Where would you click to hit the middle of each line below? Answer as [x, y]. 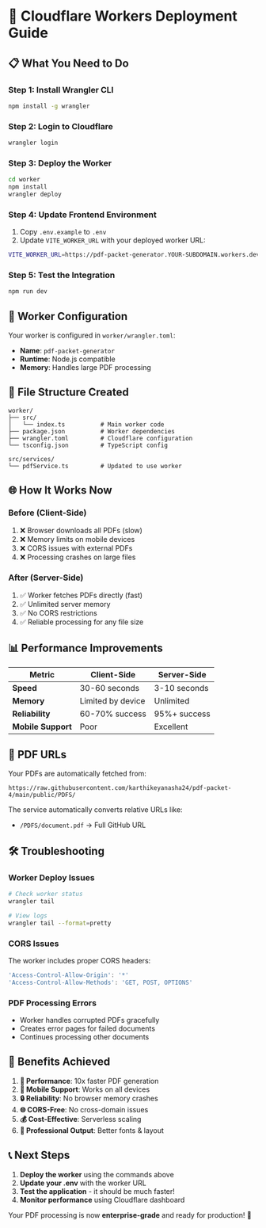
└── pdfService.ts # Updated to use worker [95, 466]
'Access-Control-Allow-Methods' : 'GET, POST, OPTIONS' [101, 982]
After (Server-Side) [46, 578]
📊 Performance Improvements [86, 648]
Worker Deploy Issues [51, 877]
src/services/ [32, 459]
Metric [42, 674]
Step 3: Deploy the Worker [60, 163]
